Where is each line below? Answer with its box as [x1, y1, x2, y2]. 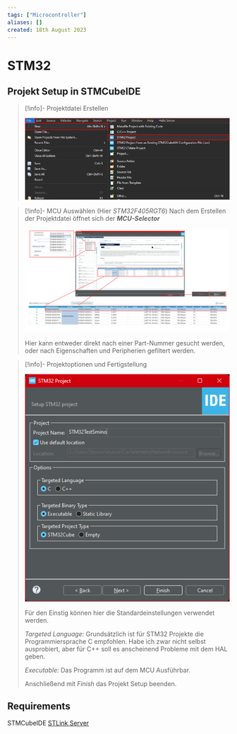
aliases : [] [7, 18, 42, 26]
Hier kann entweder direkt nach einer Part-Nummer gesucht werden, [24, 338, 225, 347]
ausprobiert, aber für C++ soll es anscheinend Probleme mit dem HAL [24, 645, 228, 654]
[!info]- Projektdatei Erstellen [24, 104, 109, 113]
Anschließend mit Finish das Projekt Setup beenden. [24, 680, 177, 688]
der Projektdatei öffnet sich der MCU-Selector [24, 214, 160, 223]
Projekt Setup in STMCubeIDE [7, 85, 141, 97]
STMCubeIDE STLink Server [7, 718, 90, 727]
